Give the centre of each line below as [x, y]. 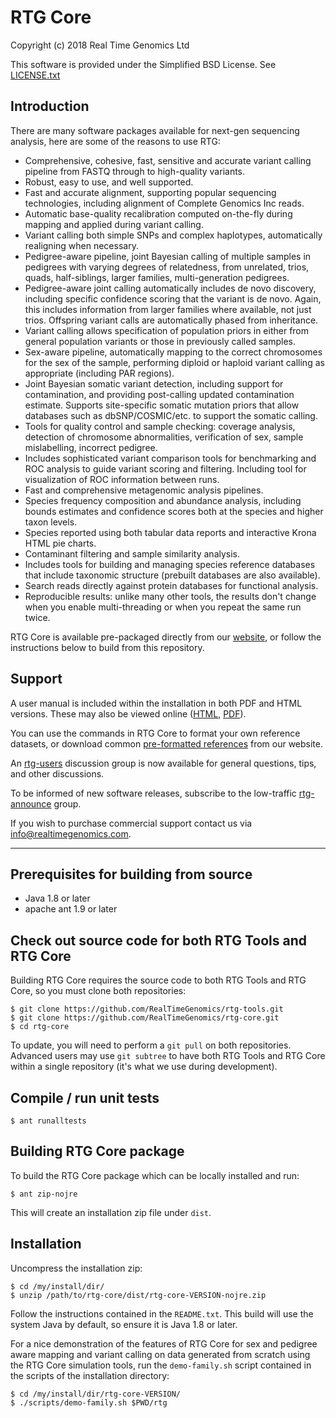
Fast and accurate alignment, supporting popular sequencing [150, 192]
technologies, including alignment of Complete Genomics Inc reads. [164, 203]
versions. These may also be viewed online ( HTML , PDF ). [128, 713]
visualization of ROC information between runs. [122, 479]
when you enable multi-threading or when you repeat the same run [163, 607]
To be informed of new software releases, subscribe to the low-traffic [153, 793]
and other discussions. [57, 773]
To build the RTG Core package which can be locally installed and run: [155, 1175]
